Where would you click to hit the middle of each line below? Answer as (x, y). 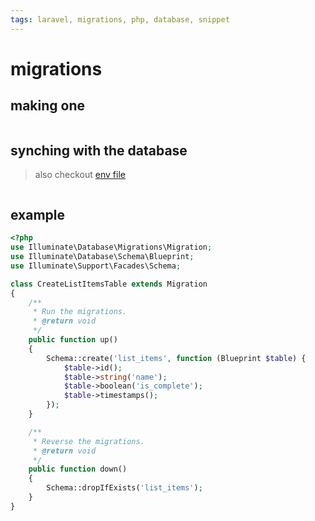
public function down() (78, 469)
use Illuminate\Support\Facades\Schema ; (96, 266)
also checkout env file (80, 175)
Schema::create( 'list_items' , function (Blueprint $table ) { (176, 358)
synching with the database (99, 151)
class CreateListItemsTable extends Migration (109, 284)
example (38, 214)
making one (48, 106)
